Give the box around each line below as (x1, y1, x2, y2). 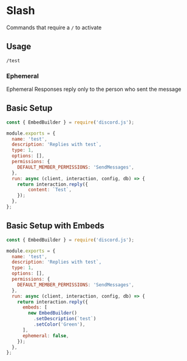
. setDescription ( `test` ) (33, 316, 97, 322)
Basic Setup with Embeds (6, 220, 105, 231)
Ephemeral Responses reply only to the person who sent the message (6, 86, 182, 93)
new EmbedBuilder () (28, 310, 78, 317)
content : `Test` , (28, 187, 72, 193)
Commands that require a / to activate (6, 24, 102, 31)
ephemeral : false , (22, 332, 69, 338)
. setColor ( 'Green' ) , (33, 321, 86, 328)
